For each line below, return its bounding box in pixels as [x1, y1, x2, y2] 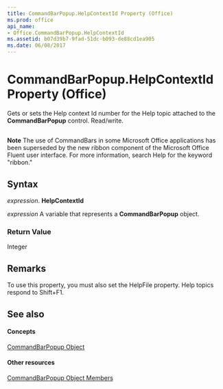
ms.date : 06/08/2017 [7, 42, 67, 49]
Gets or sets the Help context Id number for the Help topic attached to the [7, 109, 216, 117]
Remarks [7, 262, 47, 274]
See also [7, 308, 45, 320]
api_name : [7, 23, 36, 30]
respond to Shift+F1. [7, 288, 64, 297]
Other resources [7, 359, 55, 367]
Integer [7, 242, 27, 251]
